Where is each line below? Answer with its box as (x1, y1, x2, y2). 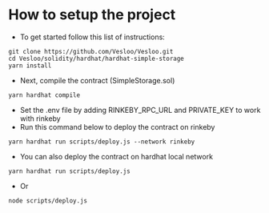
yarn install (8, 62, 52, 70)
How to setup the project (8, 6, 176, 24)
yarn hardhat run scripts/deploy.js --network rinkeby (8, 138, 195, 146)
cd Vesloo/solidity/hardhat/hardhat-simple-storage (8, 54, 184, 62)
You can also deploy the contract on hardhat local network (19, 151, 214, 161)
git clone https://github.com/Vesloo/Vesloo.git (8, 47, 174, 55)
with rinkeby (19, 114, 62, 123)
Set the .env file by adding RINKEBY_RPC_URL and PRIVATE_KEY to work (19, 105, 261, 115)
